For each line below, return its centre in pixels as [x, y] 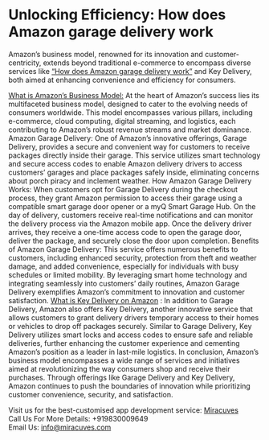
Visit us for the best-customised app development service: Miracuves [124, 410]
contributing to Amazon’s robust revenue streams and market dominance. [130, 130]
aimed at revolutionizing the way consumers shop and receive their [119, 368]
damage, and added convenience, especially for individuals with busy [124, 266]
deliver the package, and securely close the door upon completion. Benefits [134, 241]
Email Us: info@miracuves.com [60, 427]
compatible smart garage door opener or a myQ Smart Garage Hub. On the [132, 206]
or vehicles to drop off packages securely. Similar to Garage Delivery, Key [130, 326]
